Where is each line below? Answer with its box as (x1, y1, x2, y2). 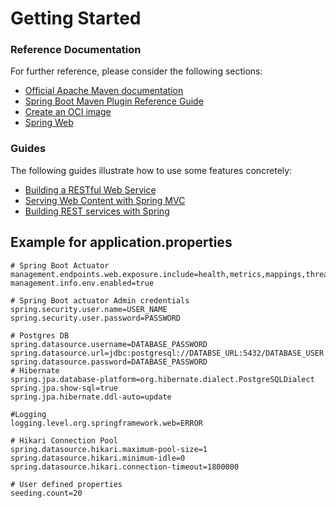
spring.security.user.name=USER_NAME (10, 304, 168, 314)
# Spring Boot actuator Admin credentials (10, 295, 190, 306)
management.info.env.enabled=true (10, 278, 155, 288)
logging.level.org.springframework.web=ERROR (10, 418, 203, 428)
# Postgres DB (10, 330, 70, 341)
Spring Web (24, 117, 74, 129)
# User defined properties (10, 479, 123, 489)
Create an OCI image (24, 106, 112, 118)
